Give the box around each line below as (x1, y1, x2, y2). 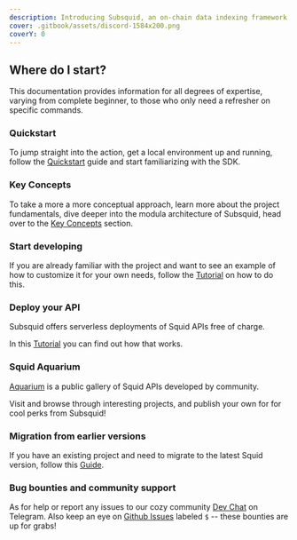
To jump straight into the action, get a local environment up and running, (9, 147, 273, 158)
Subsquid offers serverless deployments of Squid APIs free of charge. (9, 322, 266, 332)
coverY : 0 (9, 29, 46, 38)
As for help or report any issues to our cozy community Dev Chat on (9, 502, 259, 512)
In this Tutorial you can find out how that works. (9, 338, 184, 349)
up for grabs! (9, 520, 57, 531)
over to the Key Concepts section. (9, 218, 134, 228)
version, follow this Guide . (9, 459, 105, 470)
